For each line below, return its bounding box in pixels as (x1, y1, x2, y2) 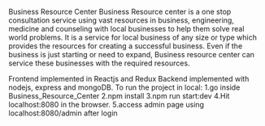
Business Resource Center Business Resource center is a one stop (8, 7, 232, 16)
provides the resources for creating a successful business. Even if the (8, 41, 243, 51)
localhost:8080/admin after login (8, 108, 118, 118)
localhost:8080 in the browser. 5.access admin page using (8, 100, 205, 109)
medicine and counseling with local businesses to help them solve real (8, 24, 245, 33)
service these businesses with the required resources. (8, 58, 190, 68)
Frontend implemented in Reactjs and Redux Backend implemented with (8, 74, 250, 83)
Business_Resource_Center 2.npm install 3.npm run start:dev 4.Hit (8, 91, 230, 100)
